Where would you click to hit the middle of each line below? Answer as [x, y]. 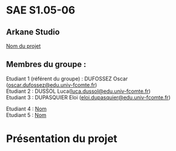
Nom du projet [23, 46]
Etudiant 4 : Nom [26, 109]
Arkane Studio [33, 32]
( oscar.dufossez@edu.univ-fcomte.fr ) [52, 85]
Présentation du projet [62, 139]
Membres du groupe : [46, 64]
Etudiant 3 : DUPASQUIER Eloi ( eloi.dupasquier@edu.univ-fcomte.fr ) [88, 97]
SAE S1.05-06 [40, 10]
